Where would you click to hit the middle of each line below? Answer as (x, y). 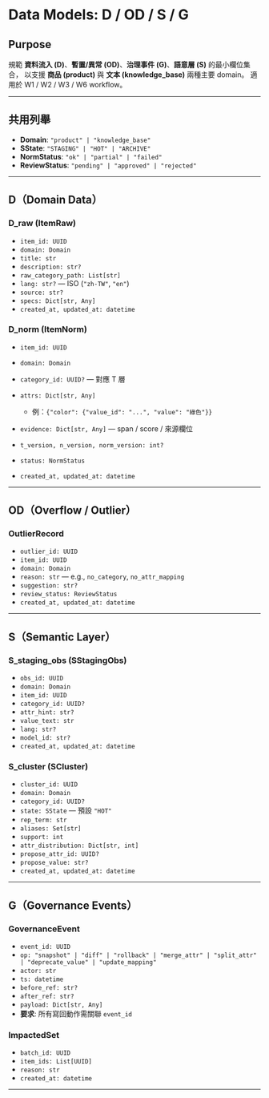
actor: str (38, 971)
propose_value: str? (54, 863)
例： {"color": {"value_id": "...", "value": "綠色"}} (122, 411)
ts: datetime (42, 979)
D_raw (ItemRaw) (42, 224)
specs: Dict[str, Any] (58, 301)
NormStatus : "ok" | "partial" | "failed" (91, 156)
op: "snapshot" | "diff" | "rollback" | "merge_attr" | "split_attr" (139, 955)
